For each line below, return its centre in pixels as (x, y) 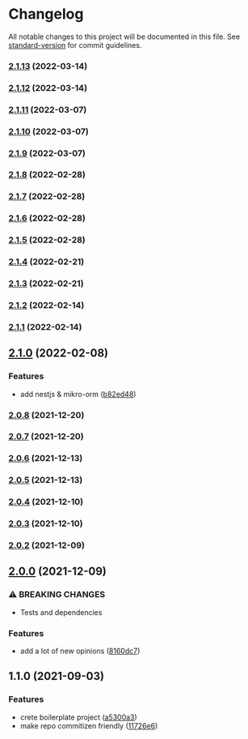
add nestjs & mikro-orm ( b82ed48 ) (78, 394)
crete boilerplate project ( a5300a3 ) (78, 717)
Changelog (46, 14)
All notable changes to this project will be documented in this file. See (124, 36)
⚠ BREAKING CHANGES (57, 595)
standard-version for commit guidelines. (75, 45)
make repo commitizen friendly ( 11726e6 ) (89, 725)
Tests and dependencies (61, 612)
